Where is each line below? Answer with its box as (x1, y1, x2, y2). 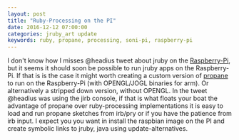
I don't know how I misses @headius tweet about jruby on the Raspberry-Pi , (7, 56, 230, 65)
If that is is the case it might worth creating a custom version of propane (16, 72, 228, 80)
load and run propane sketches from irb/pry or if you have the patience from (7, 109, 232, 118)
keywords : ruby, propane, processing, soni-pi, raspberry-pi (7, 37, 193, 44)
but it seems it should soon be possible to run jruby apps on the (7, 64, 195, 72)
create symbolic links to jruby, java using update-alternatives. (7, 124, 188, 133)
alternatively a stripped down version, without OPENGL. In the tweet (7, 87, 208, 95)
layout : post (7, 10, 46, 18)
